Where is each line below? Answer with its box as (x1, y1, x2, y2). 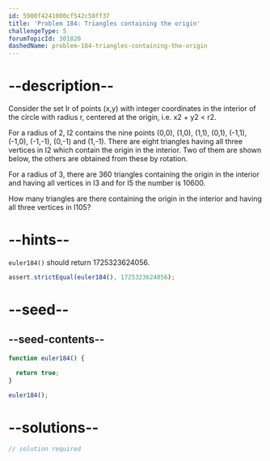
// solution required (8, 445, 82, 454)
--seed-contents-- (8, 333, 105, 347)
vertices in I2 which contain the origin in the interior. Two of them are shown (8, 145, 262, 155)
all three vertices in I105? (8, 203, 91, 212)
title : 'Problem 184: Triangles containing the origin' (8, 19, 200, 28)
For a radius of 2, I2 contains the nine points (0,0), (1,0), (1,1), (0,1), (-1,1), (8, 128, 247, 138)
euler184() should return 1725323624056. (8, 258, 150, 267)
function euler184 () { (8, 354, 85, 362)
